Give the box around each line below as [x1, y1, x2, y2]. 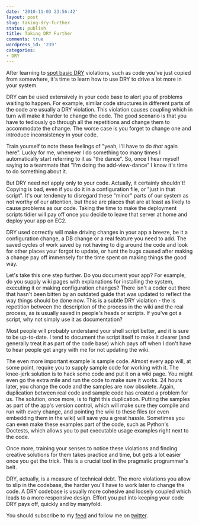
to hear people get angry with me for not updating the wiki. [6, 346, 150, 353]
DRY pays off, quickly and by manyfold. [6, 500, 102, 507]
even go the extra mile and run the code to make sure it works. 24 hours [6, 376, 182, 383]
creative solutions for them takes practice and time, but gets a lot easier [6, 451, 182, 458]
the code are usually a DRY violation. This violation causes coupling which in [6, 106, 193, 113]
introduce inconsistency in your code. [6, 131, 98, 138]
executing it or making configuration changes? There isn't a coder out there [6, 284, 191, 291]
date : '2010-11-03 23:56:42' [6, 8, 78, 15]
